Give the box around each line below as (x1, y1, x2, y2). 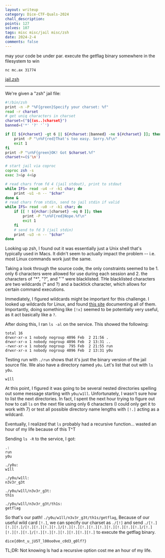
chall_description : (5, 16, 45, 21)
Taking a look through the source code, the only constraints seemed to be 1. (5, 266, 159, 272)
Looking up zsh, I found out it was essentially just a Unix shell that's (5, 245, 142, 251)
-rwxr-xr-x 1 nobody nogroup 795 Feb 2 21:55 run (5, 344, 113, 349)
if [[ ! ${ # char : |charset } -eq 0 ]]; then (14, 209, 102, 214)
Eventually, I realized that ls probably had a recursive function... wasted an (5, 421, 157, 427)
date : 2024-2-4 (5, 35, 36, 40)
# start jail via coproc (5, 164, 56, 169)
